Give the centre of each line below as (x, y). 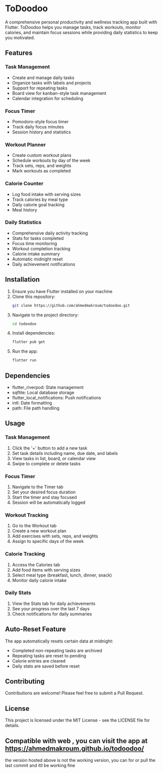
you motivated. (20, 38)
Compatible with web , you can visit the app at (76, 741)
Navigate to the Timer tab (38, 487)
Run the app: (25, 351)
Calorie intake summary (36, 254)
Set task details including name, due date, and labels (65, 453)
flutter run (24, 360)
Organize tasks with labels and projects (52, 83)
